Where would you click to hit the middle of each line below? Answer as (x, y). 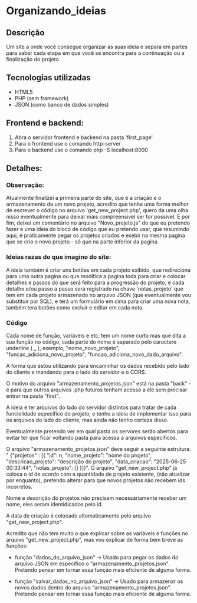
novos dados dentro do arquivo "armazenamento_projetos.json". (93, 587)
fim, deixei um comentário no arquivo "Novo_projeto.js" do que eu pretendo (98, 223)
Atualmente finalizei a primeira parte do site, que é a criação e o (84, 198)
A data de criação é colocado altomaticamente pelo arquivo (79, 515)
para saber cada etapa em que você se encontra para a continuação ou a (95, 53)
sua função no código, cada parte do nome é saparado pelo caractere (91, 342)
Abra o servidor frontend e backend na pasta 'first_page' (84, 137)
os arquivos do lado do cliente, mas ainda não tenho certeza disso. (87, 420)
